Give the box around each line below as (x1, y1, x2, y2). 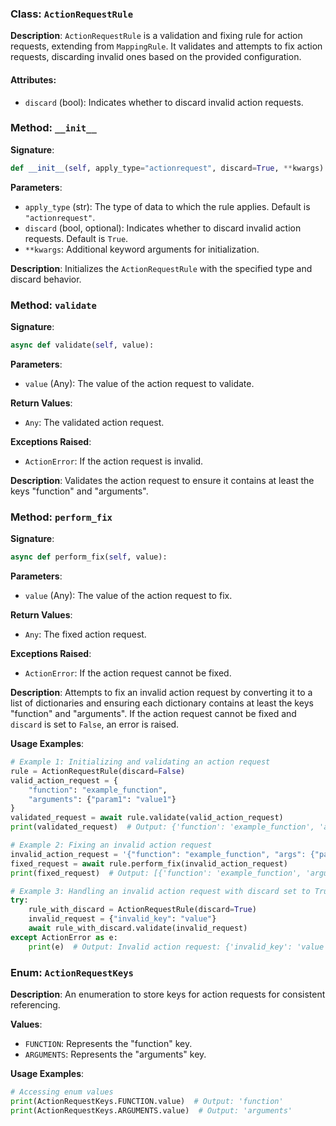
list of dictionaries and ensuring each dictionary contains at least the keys (10, 697, 314, 709)
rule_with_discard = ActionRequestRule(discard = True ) (28, 905, 257, 915)
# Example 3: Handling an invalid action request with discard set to (10, 886, 311, 896)
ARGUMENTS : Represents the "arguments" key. (24, 1048, 207, 1060)
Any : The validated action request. (24, 416, 165, 428)
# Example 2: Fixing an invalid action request (10, 840, 213, 851)
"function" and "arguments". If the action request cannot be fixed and (10, 708, 297, 720)
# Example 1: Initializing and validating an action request (10, 757, 271, 767)
